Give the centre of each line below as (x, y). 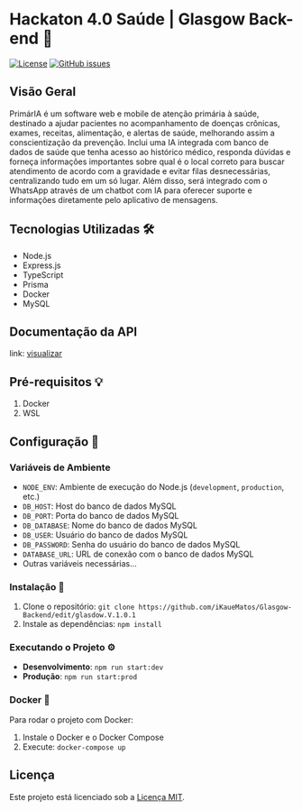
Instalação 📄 (37, 586)
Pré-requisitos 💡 (56, 382)
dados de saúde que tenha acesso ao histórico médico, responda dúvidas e (150, 152)
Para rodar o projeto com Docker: (71, 719)
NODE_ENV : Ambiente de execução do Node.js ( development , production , (153, 486)
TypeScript (43, 274)
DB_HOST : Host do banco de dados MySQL (100, 506)
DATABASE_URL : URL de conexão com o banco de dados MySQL (138, 554)
